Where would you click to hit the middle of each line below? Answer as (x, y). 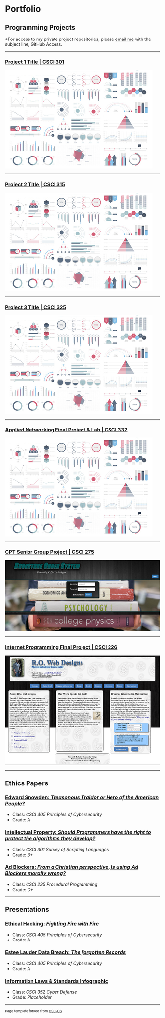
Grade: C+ (23, 889)
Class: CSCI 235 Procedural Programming (55, 884)
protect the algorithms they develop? (50, 839)
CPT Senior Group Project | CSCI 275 (50, 552)
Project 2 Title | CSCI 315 (35, 185)
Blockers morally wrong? (36, 873)
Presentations (27, 910)
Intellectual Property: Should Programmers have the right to (78, 832)
